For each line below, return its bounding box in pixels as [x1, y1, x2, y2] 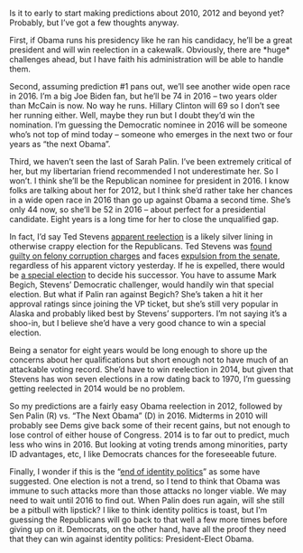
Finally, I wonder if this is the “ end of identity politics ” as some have [9, 466, 261, 477]
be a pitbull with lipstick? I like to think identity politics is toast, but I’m [9, 505, 268, 515]
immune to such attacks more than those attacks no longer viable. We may [9, 485, 287, 496]
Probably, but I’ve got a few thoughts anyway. [9, 17, 179, 28]
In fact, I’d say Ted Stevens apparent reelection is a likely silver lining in [9, 231, 273, 242]
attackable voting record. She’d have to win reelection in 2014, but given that [9, 364, 294, 374]
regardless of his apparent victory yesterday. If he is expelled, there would [9, 260, 286, 270]
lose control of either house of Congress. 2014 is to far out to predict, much [9, 429, 290, 440]
